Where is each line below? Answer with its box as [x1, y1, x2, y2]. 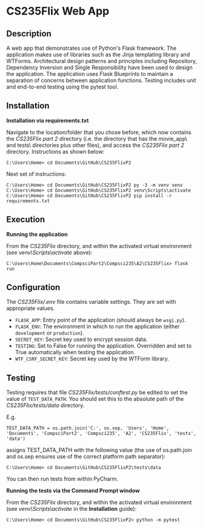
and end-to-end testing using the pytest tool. [6, 83, 119, 90]
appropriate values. [6, 305, 55, 312]
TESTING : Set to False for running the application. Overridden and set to [15, 342, 192, 349]
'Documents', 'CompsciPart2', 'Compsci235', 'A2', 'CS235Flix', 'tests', [6, 431, 197, 437]
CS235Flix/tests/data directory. [6, 402, 85, 409]
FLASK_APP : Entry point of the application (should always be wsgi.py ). [15, 317, 186, 324]
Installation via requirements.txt [6, 116, 89, 124]
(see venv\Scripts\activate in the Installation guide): [6, 505, 137, 513]
